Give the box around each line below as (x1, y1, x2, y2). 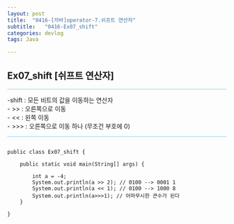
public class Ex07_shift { (7, 148, 86, 155)
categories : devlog (7, 29, 64, 37)
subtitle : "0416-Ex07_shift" (7, 23, 98, 30)
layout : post (7, 10, 45, 17)
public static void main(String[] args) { (19, 161, 145, 168)
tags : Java (7, 36, 39, 43)
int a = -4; (32, 173, 68, 179)
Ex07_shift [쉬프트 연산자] (7, 70, 115, 81)
